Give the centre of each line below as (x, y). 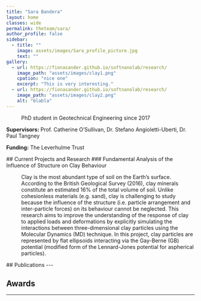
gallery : (17, 62)
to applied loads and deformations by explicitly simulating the (97, 221)
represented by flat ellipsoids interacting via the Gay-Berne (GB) (100, 241)
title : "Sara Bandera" (34, 12)
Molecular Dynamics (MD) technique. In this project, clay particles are (107, 234)
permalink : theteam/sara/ (38, 28)
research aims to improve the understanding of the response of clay (105, 215)
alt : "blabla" (34, 101)
